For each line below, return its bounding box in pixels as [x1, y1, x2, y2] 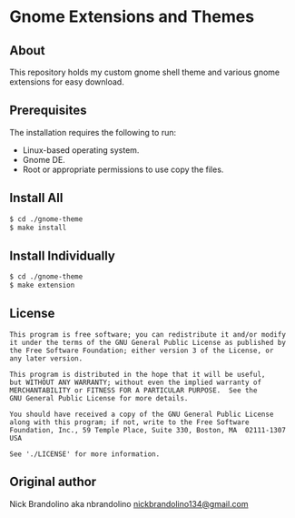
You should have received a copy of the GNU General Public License [9, 410, 274, 419]
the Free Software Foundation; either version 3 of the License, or [9, 346, 274, 355]
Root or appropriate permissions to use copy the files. [22, 164, 224, 175]
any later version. [9, 353, 84, 363]
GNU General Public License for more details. [9, 393, 189, 402]
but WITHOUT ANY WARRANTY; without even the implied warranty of [9, 378, 261, 387]
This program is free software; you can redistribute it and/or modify [9, 330, 286, 339]
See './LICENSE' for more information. [9, 449, 161, 459]
